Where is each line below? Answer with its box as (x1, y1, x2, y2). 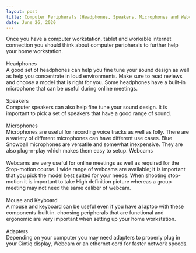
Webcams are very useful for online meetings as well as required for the (6, 160, 180, 167)
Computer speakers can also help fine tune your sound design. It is (6, 103, 167, 111)
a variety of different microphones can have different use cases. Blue (6, 135, 173, 142)
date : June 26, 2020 (6, 19, 57, 25)
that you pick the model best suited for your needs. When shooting (6, 172, 167, 179)
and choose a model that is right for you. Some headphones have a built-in (6, 79, 185, 86)
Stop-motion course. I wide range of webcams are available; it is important (6, 166, 185, 173)
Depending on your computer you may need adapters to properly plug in (6, 234, 181, 241)
